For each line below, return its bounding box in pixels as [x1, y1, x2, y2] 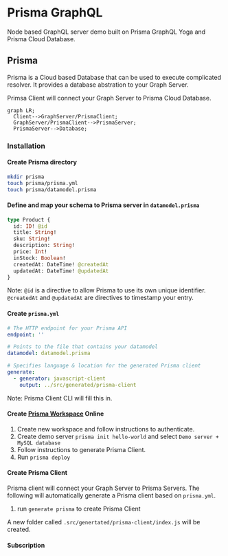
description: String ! [13, 242, 76, 249]
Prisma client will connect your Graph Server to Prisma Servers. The [7, 484, 201, 493]
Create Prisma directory [7, 158, 78, 167]
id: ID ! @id [13, 222, 48, 230]
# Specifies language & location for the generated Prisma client [7, 363, 201, 370]
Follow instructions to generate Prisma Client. [16, 445, 146, 453]
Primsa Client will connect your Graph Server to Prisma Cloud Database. [7, 94, 212, 102]
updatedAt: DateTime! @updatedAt [13, 267, 109, 275]
